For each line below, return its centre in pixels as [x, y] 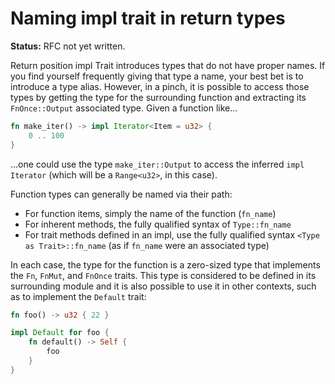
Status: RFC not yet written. [68, 46]
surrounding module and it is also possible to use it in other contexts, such [163, 286]
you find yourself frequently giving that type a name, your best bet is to [157, 76]
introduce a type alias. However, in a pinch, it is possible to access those [160, 86]
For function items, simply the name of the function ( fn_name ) [150, 213]
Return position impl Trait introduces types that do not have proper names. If [168, 65]
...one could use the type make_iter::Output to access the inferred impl [157, 164]
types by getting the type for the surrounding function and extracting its [158, 97]
